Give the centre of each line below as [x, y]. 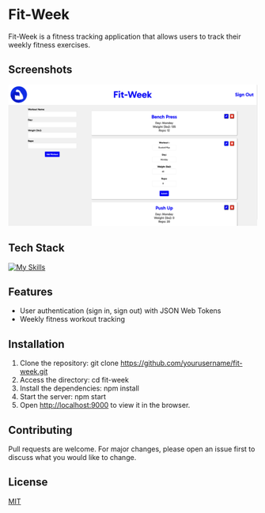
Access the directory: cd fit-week [74, 380]
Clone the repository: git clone [69, 363]
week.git [34, 372]
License [28, 483]
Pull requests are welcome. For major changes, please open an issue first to [132, 449]
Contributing [40, 430]
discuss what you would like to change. [72, 457]
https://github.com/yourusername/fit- [181, 363]
